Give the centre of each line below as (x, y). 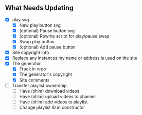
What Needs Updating (39, 8)
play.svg (20, 19)
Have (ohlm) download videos (49, 91)
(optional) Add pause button (48, 47)
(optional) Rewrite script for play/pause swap (64, 36)
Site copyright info (31, 52)
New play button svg (40, 25)
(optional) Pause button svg (47, 31)
